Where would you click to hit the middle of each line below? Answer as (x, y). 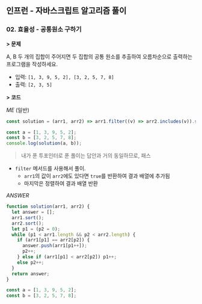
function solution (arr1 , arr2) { (48, 206)
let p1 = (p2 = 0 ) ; (36, 229)
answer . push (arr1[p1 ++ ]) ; (54, 246)
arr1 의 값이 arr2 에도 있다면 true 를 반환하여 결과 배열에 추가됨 (97, 176)
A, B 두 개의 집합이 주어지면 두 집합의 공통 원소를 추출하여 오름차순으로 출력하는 (99, 57)
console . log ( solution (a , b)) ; (44, 143)
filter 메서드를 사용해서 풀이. (50, 169)
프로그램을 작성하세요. (32, 64)
